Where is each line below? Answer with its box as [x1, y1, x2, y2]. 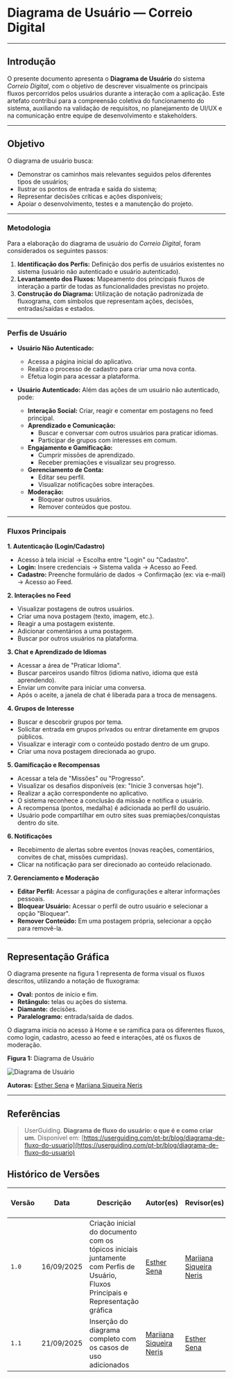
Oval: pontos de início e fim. [17, 990, 98, 999]
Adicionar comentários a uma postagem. [17, 627, 134, 636]
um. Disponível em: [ [24, 1134, 85, 1142]
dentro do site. [17, 818, 60, 827]
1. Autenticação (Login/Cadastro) [7, 542, 105, 551]
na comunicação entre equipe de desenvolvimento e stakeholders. [7, 111, 198, 120]
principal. [27, 414, 55, 422]
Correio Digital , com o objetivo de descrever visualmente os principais [7, 81, 208, 90]
